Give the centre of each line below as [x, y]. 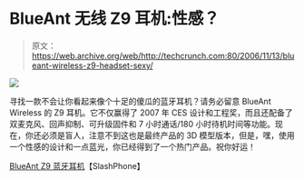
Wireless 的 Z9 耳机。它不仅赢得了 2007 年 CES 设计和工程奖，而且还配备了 [151, 112]
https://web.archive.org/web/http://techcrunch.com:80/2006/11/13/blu [163, 55]
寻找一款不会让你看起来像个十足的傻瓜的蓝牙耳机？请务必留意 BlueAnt [140, 101]
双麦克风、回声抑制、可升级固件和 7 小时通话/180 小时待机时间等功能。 [142, 124]
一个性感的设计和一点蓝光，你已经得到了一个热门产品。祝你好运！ [132, 146]
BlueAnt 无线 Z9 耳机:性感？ [114, 19]
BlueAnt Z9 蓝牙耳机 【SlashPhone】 [77, 165]
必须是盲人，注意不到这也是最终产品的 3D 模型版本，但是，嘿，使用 [167, 135]
